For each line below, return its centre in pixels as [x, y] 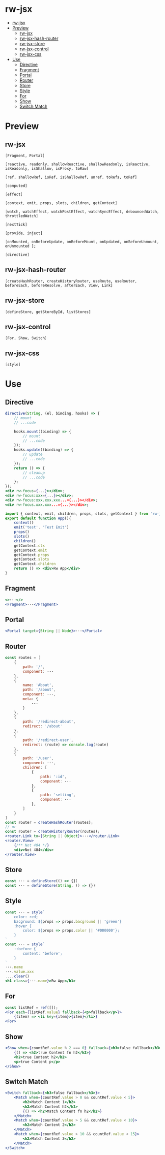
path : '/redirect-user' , [48, 740]
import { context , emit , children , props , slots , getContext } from [77, 514]
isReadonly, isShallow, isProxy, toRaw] [47, 168]
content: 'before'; [43, 953]
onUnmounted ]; [21, 246]
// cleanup [34, 473]
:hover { [23, 926]
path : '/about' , [39, 690]
